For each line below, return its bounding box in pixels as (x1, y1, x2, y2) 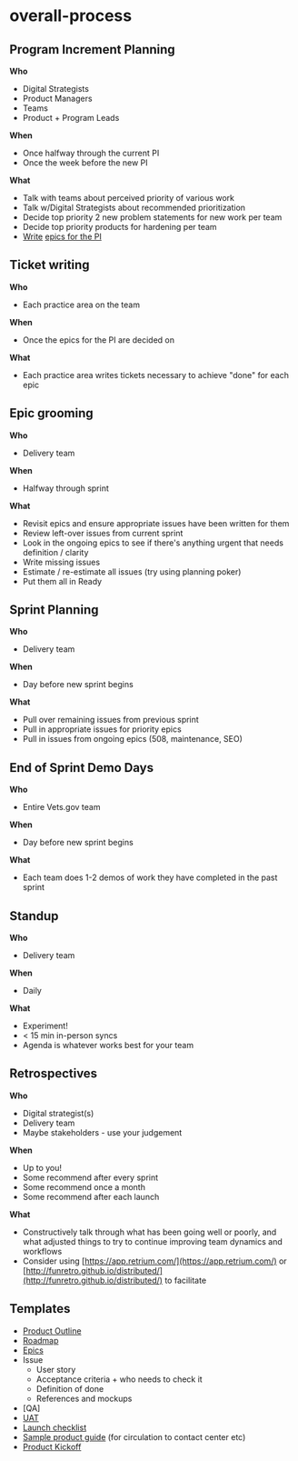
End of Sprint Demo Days (9, 760, 154, 776)
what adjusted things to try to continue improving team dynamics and (22, 1236, 283, 1246)
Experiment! (22, 1020, 68, 1032)
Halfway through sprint (22, 483, 109, 494)
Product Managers (22, 93, 93, 104)
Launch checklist (22, 1422, 87, 1433)
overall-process (9, 5, 133, 26)
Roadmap (22, 1335, 59, 1346)
